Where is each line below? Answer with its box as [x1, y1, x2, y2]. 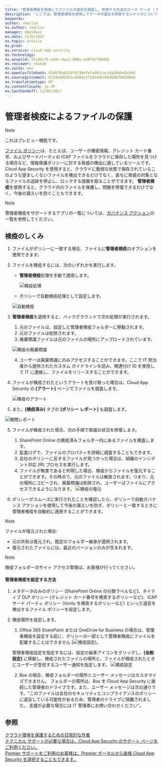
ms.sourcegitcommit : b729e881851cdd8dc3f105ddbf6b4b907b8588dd [5, 75, 136, 80]
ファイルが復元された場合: [5, 529, 58, 534]
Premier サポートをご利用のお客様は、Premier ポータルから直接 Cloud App [5, 750, 154, 756]
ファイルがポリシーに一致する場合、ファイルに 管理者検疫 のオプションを [12, 246, 157, 252]
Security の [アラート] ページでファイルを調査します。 [12, 385, 120, 392]
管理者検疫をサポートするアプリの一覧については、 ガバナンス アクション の [5, 210, 155, 216]
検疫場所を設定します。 [12, 617, 59, 623]
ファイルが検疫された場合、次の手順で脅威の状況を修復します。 [12, 427, 140, 433]
